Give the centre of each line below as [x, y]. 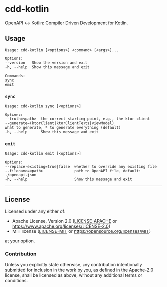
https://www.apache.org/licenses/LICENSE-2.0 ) [61, 226]
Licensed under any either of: [35, 211]
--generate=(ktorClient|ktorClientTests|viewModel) [60, 123]
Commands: [15, 76]
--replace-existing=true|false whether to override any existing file [81, 167]
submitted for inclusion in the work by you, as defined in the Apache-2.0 [79, 270]
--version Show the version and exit [46, 63]
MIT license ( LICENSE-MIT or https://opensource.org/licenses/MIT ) [81, 231]
